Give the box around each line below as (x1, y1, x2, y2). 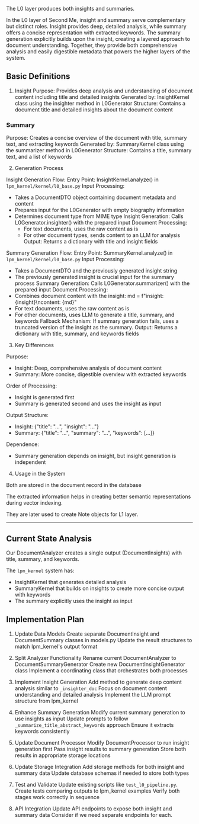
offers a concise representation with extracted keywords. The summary (6, 29, 181, 36)
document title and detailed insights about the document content (14, 106, 173, 113)
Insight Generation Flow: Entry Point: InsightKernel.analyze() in (6, 176, 159, 183)
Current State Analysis (6, 533, 92, 544)
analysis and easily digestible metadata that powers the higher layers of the (6, 48, 191, 55)
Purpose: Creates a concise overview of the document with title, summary (6, 134, 187, 142)
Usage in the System (14, 470, 66, 477)
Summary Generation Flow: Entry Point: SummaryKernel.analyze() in (6, 249, 173, 257)
